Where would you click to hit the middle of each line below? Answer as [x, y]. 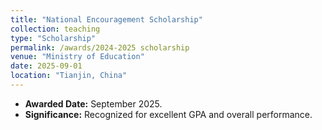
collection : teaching [55, 29]
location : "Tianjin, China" [69, 76]
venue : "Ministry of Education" [77, 57]
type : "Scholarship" [53, 38]
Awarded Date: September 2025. [93, 103]
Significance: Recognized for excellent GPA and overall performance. [168, 114]
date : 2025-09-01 [46, 66]
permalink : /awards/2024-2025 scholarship [100, 47]
